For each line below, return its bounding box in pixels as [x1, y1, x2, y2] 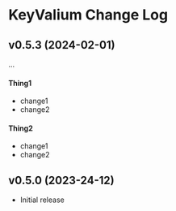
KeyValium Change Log [8, 6, 168, 24]
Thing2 [8, 123, 34, 133]
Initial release [19, 195, 65, 205]
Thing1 [8, 78, 32, 88]
